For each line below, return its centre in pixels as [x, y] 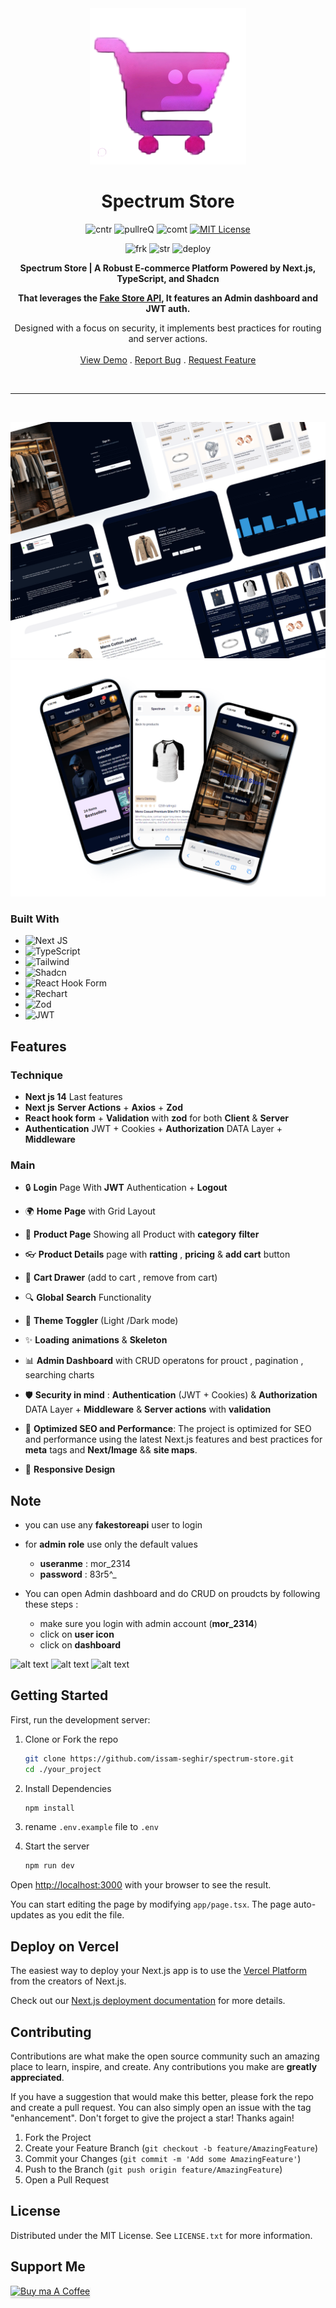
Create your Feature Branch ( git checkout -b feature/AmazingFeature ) [171, 2148]
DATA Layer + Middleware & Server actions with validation [148, 1409]
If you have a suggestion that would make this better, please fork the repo [162, 2096]
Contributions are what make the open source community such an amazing [165, 2056]
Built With [35, 919]
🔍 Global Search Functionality [88, 1298]
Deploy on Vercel [65, 1946]
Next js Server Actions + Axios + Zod [104, 1107]
